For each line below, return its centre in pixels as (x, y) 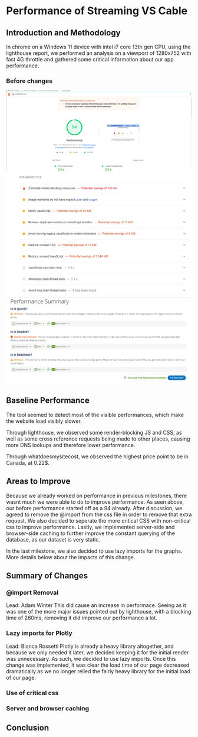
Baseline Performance (48, 401)
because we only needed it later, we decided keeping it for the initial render (98, 652)
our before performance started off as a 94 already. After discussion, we (94, 508)
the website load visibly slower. (44, 421)
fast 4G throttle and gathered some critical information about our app (90, 59)
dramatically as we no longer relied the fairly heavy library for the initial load (98, 671)
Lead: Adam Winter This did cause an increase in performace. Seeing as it (96, 605)
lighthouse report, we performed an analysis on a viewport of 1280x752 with (99, 53)
